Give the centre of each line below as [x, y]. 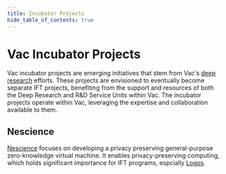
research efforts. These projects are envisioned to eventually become [106, 81]
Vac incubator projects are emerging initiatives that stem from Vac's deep [111, 73]
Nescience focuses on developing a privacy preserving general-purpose [110, 148]
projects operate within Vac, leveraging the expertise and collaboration [107, 103]
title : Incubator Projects [46, 13]
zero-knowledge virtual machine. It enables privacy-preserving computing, [113, 155]
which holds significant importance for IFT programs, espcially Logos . [106, 163]
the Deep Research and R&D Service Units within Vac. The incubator [104, 95]
